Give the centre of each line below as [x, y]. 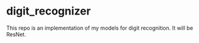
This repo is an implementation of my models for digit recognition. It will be [100, 28]
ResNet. [16, 34]
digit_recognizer [49, 11]
